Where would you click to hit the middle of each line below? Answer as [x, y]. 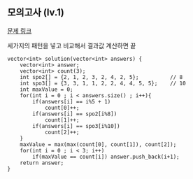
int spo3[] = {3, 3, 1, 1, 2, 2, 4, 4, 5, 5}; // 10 [103, 83]
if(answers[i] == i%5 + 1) [72, 101]
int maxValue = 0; [47, 89]
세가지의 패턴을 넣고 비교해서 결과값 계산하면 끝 [72, 45]
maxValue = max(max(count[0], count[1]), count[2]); [98, 144]
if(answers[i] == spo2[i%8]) [75, 114]
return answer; [42, 163]
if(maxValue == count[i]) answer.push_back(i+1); [106, 157]
